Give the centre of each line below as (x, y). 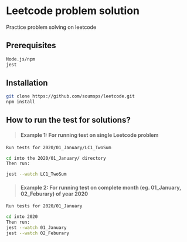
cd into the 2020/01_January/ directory (56, 158)
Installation (27, 83)
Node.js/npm (21, 59)
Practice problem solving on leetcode (51, 27)
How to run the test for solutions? (68, 120)
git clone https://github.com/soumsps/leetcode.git (70, 96)
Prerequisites (31, 46)
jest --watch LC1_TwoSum (36, 174)
